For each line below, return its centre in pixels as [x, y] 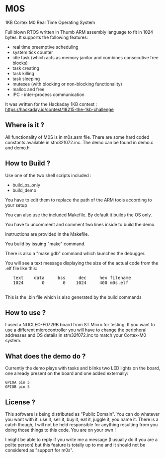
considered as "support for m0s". [39, 450]
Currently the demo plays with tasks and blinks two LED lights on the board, [83, 368]
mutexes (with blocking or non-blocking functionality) [67, 84]
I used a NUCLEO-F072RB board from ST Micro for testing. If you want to [80, 325]
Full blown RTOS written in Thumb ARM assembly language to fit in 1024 [79, 32]
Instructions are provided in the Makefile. [47, 234]
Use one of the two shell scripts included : [48, 175]
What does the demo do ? [45, 356]
